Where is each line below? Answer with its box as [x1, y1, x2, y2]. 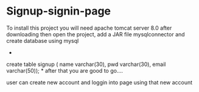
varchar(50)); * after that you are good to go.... [6, 67, 124, 74]
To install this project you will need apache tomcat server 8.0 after [6, 24, 172, 31]
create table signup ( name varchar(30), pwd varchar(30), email [6, 61, 166, 68]
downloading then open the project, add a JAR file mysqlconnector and [6, 30, 185, 38]
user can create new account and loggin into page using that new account [6, 79, 193, 86]
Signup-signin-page [6, 4, 111, 18]
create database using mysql [6, 37, 79, 44]
